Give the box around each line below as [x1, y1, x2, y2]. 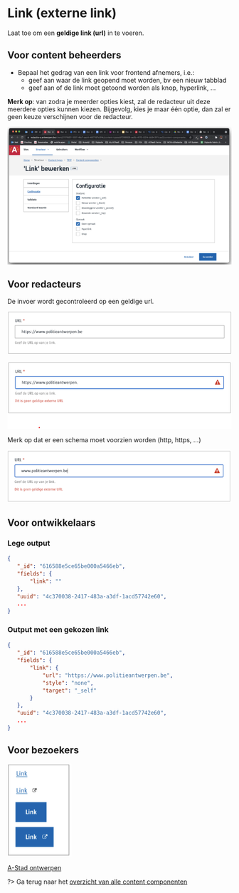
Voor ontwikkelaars [7, 516, 96, 529]
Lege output [7, 538, 51, 548]
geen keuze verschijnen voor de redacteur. [7, 112, 133, 121]
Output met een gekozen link [7, 625, 109, 635]
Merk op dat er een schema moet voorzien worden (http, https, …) [7, 436, 201, 444]
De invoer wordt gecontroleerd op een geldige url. [7, 297, 154, 306]
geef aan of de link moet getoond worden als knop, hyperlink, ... [28, 83, 216, 92]
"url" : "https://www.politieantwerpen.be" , [42, 672, 174, 679]
